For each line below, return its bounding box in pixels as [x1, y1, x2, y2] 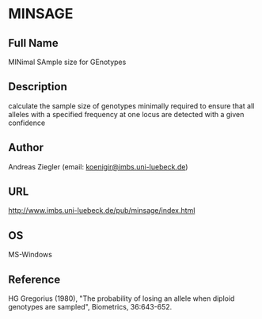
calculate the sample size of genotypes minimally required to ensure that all [8, 101, 255, 111]
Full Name [8, 36, 59, 50]
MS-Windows [8, 250, 53, 260]
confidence [8, 118, 46, 127]
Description [8, 80, 67, 93]
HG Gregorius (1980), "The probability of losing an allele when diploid [8, 294, 235, 303]
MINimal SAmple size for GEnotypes [8, 57, 127, 66]
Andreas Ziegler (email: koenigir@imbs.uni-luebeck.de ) [8, 161, 188, 171]
